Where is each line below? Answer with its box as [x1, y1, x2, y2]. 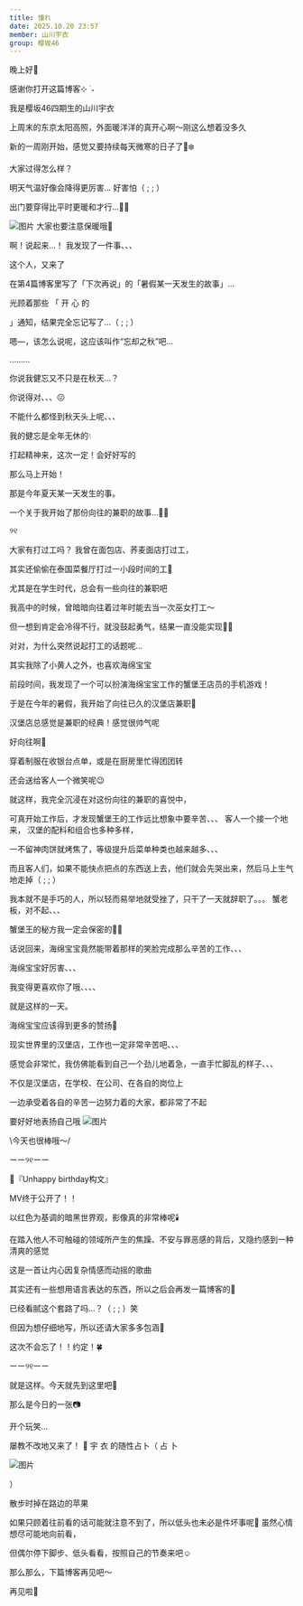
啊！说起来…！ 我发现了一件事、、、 [9, 240, 138, 251]
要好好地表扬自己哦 [9, 1116, 81, 1127]
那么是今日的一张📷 [9, 1399, 81, 1410]
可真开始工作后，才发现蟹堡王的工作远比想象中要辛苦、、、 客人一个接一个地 [9, 813, 289, 824]
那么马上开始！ [9, 469, 65, 480]
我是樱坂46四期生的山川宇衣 [9, 103, 115, 114]
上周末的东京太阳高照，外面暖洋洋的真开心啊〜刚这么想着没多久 [9, 122, 246, 133]
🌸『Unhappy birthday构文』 [9, 1174, 114, 1185]
